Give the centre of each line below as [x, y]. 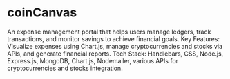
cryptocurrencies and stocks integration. [65, 68]
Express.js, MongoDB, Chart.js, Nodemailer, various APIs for [93, 60]
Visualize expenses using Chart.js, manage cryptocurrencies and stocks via [115, 46]
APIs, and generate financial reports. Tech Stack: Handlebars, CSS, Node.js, [115, 54]
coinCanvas [42, 13]
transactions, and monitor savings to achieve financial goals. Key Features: [113, 38]
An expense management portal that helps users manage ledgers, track [109, 32]
